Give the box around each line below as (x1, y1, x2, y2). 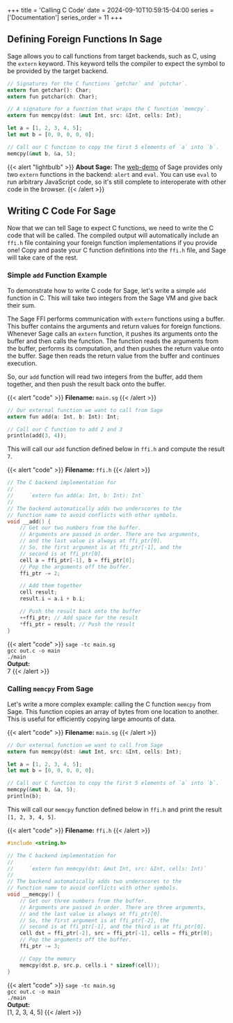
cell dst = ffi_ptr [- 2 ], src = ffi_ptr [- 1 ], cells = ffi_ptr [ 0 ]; (19, 930, 214, 937)
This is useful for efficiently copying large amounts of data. (7, 715, 176, 723)
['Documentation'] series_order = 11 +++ (7, 13, 123, 22)
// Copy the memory (19, 955, 77, 962)
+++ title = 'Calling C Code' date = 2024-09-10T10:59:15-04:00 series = (7, 6, 214, 14)
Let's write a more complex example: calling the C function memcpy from (7, 699, 211, 708)
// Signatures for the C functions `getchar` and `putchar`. (7, 80, 188, 87)
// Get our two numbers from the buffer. (19, 525, 141, 532)
